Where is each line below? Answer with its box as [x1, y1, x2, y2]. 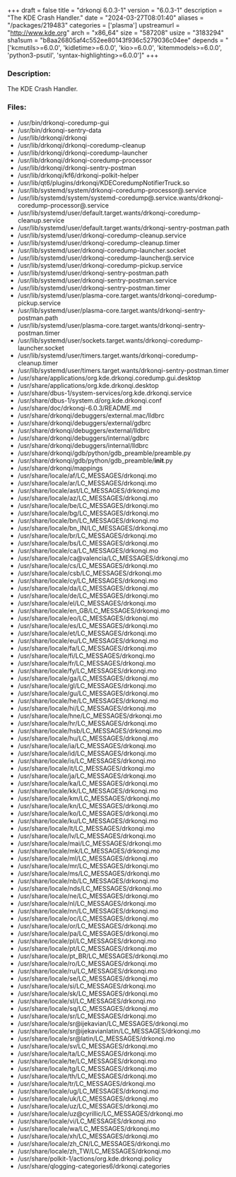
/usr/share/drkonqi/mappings [17, 463, 104, 472]
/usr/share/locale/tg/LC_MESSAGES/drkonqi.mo [17, 1064, 158, 1072]
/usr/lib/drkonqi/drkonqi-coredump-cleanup [17, 141, 146, 149]
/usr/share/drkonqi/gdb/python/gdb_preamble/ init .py [17, 456, 173, 465]
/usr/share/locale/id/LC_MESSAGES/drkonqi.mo [17, 749, 157, 757]
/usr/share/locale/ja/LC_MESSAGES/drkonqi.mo [17, 771, 157, 780]
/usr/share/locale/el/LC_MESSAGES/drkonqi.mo [17, 598, 157, 607]
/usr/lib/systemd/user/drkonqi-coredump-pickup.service [17, 261, 183, 269]
